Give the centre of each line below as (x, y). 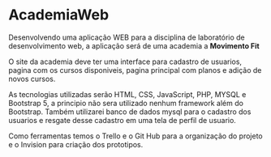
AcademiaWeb (59, 15)
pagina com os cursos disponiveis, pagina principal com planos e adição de (135, 70)
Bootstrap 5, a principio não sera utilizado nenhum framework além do (126, 103)
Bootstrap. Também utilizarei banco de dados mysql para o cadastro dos (130, 112)
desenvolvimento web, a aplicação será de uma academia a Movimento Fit (134, 45)
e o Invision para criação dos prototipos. (76, 144)
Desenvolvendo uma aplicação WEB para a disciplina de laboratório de (127, 37)
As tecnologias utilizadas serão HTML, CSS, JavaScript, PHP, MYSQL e (127, 94)
